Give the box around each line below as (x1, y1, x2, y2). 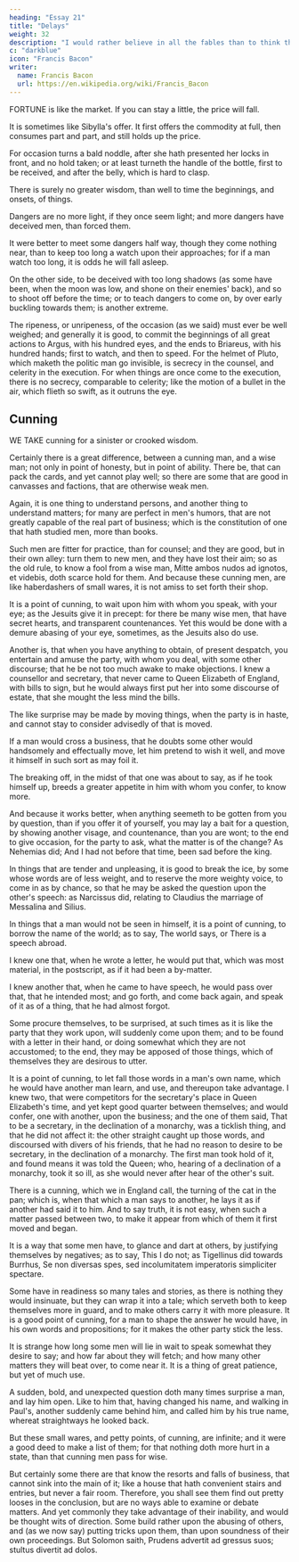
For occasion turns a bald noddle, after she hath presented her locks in (9, 148, 270, 159)
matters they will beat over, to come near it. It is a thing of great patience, (9, 1361, 278, 1371)
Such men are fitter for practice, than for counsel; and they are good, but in (9, 544, 285, 555)
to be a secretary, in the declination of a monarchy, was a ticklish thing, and (9, 1121, 287, 1131)
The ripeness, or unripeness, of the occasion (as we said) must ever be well (9, 319, 287, 330)
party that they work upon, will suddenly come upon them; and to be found (9, 1027, 284, 1039)
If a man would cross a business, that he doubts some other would (9, 736, 254, 747)
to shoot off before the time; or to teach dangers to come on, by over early (9, 292, 283, 303)
